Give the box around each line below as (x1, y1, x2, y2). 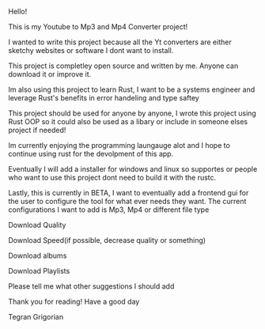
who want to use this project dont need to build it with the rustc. (8, 173, 217, 182)
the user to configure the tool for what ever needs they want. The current (8, 197, 247, 206)
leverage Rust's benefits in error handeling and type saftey (8, 93, 199, 102)
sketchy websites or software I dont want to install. (8, 46, 174, 55)
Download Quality (8, 221, 66, 229)
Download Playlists (8, 267, 70, 275)
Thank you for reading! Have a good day (8, 297, 140, 306)
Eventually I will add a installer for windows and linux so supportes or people (8, 164, 258, 173)
